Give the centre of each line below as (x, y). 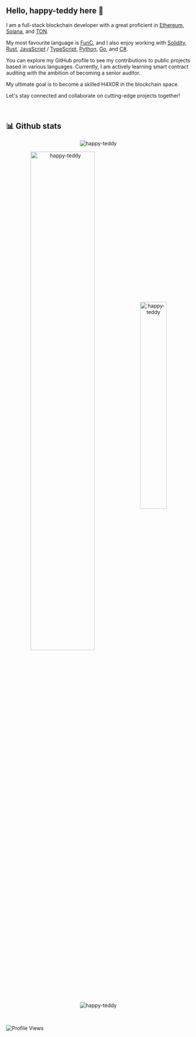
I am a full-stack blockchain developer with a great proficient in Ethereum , (95, 25)
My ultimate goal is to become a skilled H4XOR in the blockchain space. (93, 84)
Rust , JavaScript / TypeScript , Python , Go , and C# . (67, 49)
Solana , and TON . (27, 31)
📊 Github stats (34, 126)
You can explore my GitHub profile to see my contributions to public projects (98, 60)
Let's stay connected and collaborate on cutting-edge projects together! (93, 95)
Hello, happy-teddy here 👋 (55, 11)
